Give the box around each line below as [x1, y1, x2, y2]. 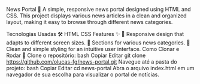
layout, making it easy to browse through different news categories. [6, 19, 173, 25]
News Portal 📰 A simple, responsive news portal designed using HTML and [6, 6, 191, 13]
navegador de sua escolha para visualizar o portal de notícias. [6, 71, 160, 78]
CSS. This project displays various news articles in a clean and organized [6, 12, 187, 19]
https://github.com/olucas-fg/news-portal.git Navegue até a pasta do [6, 58, 178, 65]
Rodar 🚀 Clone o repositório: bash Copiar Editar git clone [6, 52, 146, 59]
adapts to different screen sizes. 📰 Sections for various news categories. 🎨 [6, 39, 190, 46]
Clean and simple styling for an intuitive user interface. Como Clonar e [6, 46, 180, 52]
